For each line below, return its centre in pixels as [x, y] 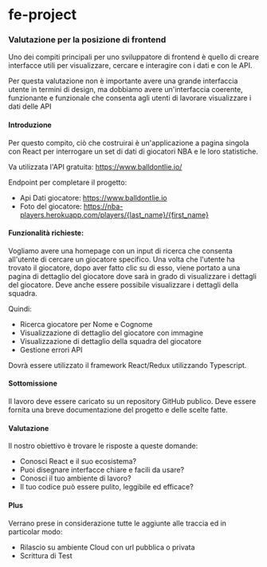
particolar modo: [35, 531]
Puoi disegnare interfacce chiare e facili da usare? [102, 470]
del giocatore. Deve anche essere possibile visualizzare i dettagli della [124, 285]
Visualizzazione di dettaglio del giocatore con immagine [111, 333]
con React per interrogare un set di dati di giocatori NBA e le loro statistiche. [133, 151]
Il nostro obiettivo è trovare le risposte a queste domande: [103, 446]
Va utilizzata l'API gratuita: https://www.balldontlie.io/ [95, 166]
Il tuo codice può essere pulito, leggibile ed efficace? [106, 487]
